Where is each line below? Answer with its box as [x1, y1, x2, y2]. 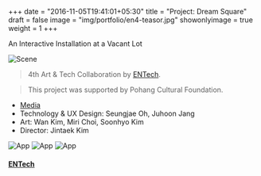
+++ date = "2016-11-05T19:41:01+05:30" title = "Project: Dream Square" [8, 7, 247, 16]
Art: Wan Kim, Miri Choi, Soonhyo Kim [19, 117, 145, 126]
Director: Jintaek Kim [19, 126, 89, 135]
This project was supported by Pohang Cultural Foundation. [27, 85, 224, 94]
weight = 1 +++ [8, 24, 58, 33]
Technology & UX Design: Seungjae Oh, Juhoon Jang [19, 109, 195, 118]
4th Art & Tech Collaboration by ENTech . [27, 70, 162, 78]
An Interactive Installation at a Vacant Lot [8, 39, 143, 48]
